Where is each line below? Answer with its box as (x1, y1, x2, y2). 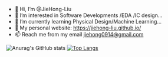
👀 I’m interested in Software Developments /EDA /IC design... (14, 12, 163, 19)
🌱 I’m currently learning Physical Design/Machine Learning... (14, 18, 162, 25)
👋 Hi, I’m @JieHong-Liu (14, 6, 72, 12)
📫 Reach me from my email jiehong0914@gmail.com (14, 31, 144, 38)
